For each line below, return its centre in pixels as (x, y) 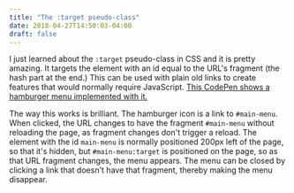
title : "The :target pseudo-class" (75, 17)
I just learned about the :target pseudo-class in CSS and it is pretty (132, 59)
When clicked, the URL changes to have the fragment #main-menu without (142, 123)
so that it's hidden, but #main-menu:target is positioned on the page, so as (143, 151)
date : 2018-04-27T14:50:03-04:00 (71, 26)
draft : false (33, 34)
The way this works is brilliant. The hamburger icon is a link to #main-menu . (143, 114)
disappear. (28, 180)
